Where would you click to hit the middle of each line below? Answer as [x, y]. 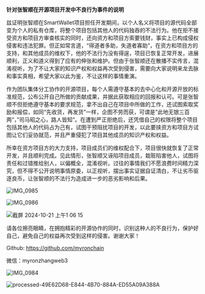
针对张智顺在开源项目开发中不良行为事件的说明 [65, 9]
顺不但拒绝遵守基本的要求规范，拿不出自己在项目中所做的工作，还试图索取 [100, 104]
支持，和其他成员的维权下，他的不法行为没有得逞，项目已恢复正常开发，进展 [103, 53]
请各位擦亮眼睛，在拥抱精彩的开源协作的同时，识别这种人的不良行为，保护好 [103, 228]
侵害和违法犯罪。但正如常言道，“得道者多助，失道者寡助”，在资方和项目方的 [102, 46]
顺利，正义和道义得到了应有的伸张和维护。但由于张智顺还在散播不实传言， [100, 61]
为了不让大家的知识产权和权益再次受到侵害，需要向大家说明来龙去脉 [113, 68]
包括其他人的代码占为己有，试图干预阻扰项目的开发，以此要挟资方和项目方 [100, 127]
